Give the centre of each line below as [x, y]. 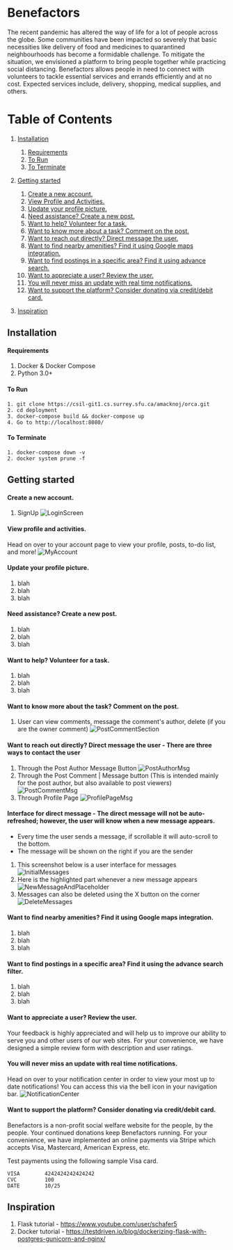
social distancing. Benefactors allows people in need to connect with [106, 69]
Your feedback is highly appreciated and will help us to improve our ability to [117, 1033]
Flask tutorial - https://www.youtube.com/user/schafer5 [97, 1224]
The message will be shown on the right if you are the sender [105, 851]
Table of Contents [60, 119]
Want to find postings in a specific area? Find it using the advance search [115, 964]
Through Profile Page [48, 798]
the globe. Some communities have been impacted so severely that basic [112, 39]
